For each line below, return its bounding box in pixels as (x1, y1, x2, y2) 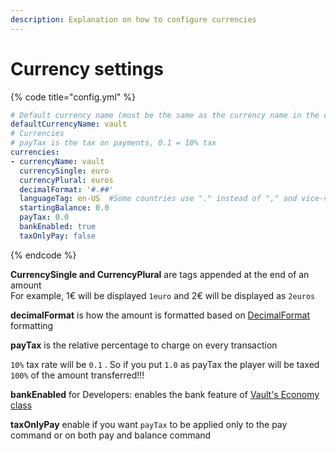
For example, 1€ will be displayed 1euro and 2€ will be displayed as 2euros (10, 289, 316, 301)
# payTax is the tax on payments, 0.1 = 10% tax (10, 138, 217, 148)
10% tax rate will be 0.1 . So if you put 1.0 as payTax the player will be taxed (10, 358, 320, 370)
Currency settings (10, 57, 164, 80)
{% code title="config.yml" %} (10, 91, 136, 103)
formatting (10, 319, 54, 331)
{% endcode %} (10, 249, 77, 261)
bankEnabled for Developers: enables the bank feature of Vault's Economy (10, 388, 320, 400)
